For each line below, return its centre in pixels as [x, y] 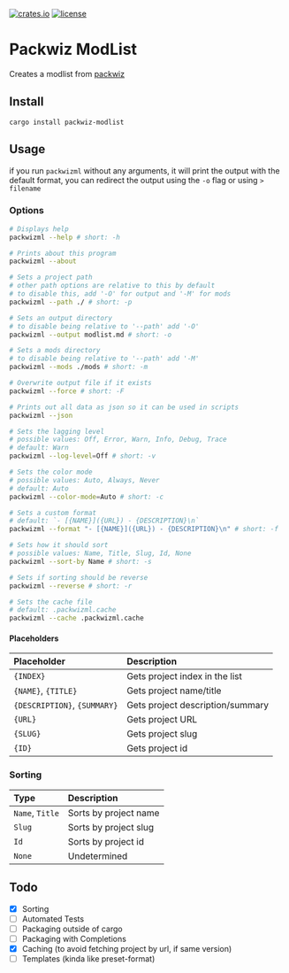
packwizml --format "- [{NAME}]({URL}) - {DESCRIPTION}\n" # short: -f [144, 529]
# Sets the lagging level [57, 431]
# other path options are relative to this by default [112, 286]
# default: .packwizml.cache [63, 610]
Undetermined [98, 856]
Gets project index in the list [185, 676]
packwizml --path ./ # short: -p [71, 302]
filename [25, 189]
